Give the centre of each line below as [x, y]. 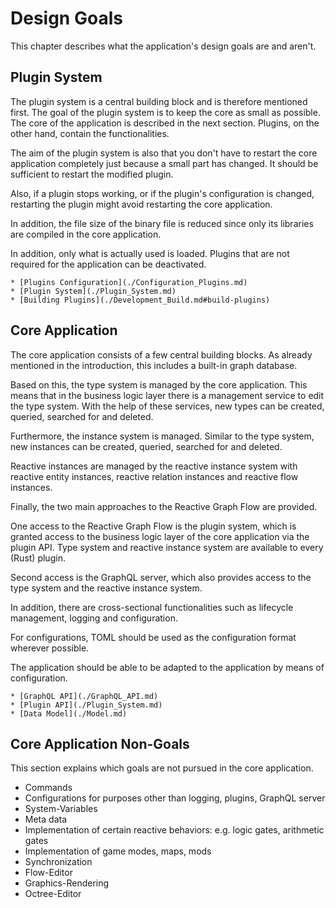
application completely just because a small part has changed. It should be [164, 163]
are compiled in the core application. [86, 234]
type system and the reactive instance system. [106, 588]
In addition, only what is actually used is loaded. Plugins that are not [150, 253]
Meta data [45, 819]
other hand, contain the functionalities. [90, 133]
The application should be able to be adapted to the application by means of [167, 667]
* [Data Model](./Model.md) [69, 713]
